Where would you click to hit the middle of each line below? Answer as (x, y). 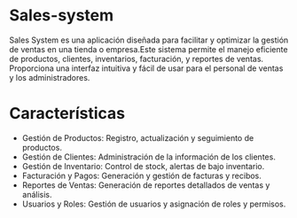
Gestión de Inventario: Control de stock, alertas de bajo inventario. (143, 166)
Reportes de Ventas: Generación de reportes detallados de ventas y (146, 185)
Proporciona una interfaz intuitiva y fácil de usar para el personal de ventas (146, 68)
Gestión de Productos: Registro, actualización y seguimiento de (138, 137)
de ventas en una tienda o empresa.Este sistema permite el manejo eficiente (148, 49)
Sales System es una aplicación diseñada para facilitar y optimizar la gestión (149, 40)
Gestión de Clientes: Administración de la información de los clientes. (149, 157)
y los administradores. (50, 77)
